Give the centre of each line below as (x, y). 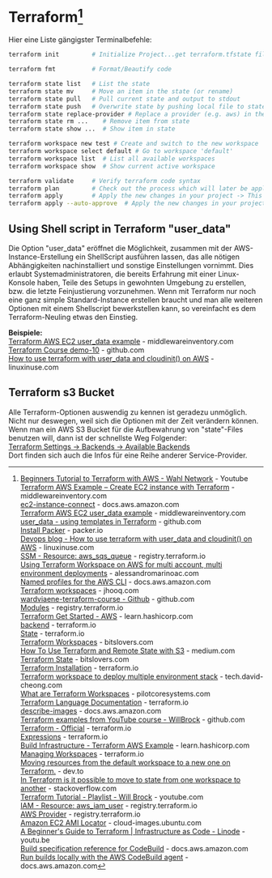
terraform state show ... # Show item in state (92, 129)
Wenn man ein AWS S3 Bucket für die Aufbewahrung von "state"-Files (126, 429)
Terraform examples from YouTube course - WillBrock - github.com (132, 719)
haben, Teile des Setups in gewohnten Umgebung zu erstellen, (142, 282)
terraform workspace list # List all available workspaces (112, 159)
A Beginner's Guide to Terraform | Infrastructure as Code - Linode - (132, 831)
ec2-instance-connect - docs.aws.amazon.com (100, 504)
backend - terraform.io (58, 624)
